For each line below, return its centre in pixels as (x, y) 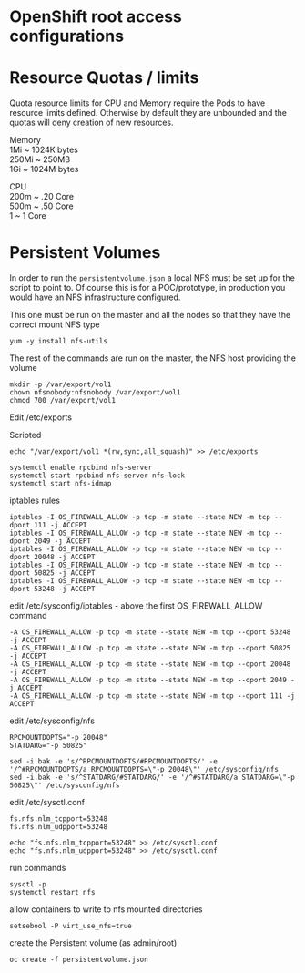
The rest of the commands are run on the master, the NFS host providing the (152, 358)
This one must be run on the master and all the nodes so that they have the (150, 315)
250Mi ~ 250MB (40, 159)
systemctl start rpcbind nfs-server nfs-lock (97, 476)
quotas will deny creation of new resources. (91, 123)
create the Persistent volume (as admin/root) (93, 943)
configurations (67, 36)
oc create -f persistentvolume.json (79, 960)
